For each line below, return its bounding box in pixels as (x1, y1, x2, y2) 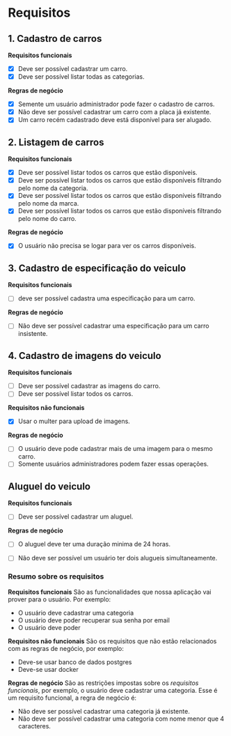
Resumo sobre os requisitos (8, 572, 104, 581)
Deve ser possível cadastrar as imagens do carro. (17, 382, 161, 390)
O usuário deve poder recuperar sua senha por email (17, 615, 170, 624)
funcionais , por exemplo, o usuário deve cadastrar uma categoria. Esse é (8, 686, 218, 694)
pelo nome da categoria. (17, 184, 88, 192)
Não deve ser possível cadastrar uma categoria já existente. (17, 707, 190, 715)
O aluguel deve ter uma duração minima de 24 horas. (17, 540, 171, 549)
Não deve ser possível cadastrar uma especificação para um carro (17, 322, 209, 330)
